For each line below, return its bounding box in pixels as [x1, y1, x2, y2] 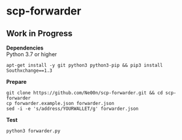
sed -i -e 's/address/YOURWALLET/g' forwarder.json [6, 106, 139, 112]
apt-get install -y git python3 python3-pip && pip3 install [6, 62, 163, 68]
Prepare [6, 78, 27, 85]
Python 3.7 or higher [6, 51, 57, 58]
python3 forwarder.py [6, 128, 61, 134]
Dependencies [6, 44, 44, 51]
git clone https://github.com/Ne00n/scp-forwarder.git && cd [6, 90, 163, 96]
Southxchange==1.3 [6, 68, 52, 74]
